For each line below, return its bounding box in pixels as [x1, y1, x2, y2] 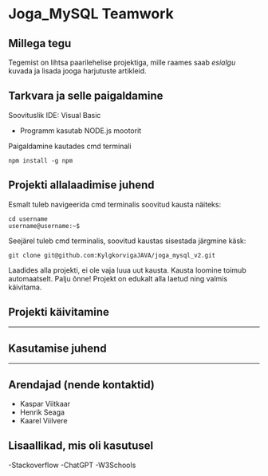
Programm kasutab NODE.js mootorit [19, 125, 142, 136]
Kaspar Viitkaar [19, 399, 70, 409]
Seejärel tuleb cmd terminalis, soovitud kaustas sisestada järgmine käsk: [8, 236, 246, 246]
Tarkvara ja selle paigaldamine [8, 89, 164, 103]
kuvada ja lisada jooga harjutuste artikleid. [8, 66, 147, 76]
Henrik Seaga [19, 407, 65, 417]
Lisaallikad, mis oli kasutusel [8, 439, 154, 453]
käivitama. [8, 282, 42, 292]
